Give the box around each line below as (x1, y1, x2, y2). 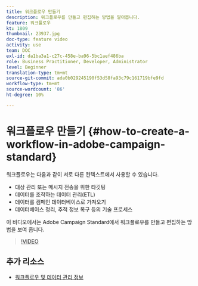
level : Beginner (6, 64, 47, 70)
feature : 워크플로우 (6, 20, 51, 26)
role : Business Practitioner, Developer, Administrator (6, 58, 148, 64)
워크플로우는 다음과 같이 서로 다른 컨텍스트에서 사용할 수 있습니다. (6, 170, 159, 178)
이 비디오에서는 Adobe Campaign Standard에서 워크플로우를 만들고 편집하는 (6, 218, 186, 225)
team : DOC (6, 48, 31, 54)
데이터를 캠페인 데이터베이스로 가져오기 (14, 198, 106, 206)
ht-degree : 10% (6, 92, 44, 98)
